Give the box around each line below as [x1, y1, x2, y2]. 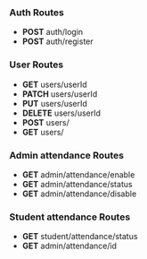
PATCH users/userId [21, 88, 98, 99]
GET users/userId [21, 79, 87, 90]
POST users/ [21, 117, 69, 127]
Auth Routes [9, 6, 64, 19]
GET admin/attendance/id [21, 240, 118, 252]
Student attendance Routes [9, 211, 131, 223]
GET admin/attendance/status [21, 178, 133, 189]
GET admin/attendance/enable [21, 168, 135, 180]
